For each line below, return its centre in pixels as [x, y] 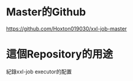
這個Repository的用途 [60, 54]
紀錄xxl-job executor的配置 [39, 72]
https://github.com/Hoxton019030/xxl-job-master [66, 28]
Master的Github [46, 12]
